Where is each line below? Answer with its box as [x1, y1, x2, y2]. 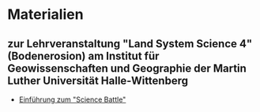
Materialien [7, 6, 84, 24]
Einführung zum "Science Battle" [18, 95, 126, 104]
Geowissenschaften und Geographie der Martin [7, 62, 247, 75]
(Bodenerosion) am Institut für [7, 49, 160, 62]
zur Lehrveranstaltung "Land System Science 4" [7, 37, 253, 50]
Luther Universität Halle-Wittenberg [7, 73, 189, 88]
